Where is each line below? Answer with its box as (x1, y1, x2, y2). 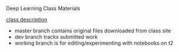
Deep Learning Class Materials (6, 5, 80, 12)
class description (6, 16, 48, 23)
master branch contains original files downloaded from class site (14, 27, 171, 34)
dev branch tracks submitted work (14, 34, 98, 40)
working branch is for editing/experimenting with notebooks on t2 (14, 40, 174, 46)
